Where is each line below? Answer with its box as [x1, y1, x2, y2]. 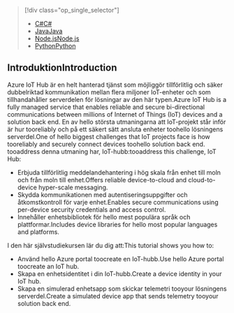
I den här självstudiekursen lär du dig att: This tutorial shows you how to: [7, 241, 214, 249]
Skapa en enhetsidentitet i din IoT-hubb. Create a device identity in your [17, 269, 222, 278]
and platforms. [17, 227, 59, 236]
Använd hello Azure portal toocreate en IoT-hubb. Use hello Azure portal [17, 254, 224, 263]
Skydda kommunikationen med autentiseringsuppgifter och [17, 190, 188, 198]
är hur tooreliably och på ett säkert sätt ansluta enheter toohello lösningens [7, 125, 224, 133]
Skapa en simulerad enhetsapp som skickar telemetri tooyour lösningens [17, 284, 227, 293]
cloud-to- [188, 175, 216, 184]
